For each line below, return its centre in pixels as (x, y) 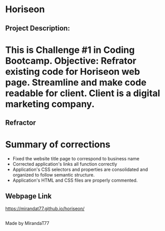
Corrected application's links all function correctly (65, 164)
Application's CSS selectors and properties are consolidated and (80, 169)
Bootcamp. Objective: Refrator (71, 61)
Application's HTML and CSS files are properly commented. (75, 180)
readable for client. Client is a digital (83, 93)
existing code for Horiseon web (73, 71)
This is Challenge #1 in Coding (70, 50)
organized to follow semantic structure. (54, 175)
